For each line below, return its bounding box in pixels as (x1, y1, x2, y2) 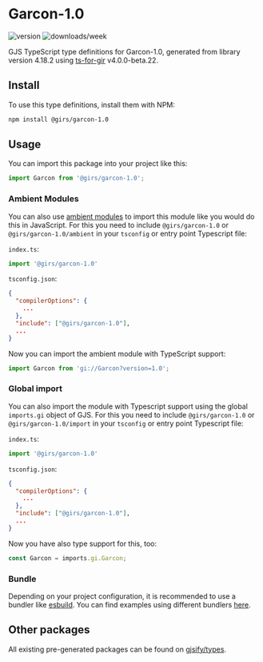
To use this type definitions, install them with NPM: (8, 99, 176, 109)
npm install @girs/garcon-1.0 (8, 115, 110, 123)
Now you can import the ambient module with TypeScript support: (8, 349, 226, 358)
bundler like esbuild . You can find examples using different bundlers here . (8, 599, 252, 609)
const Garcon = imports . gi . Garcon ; (8, 554, 127, 562)
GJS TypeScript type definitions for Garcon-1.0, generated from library (8, 46, 241, 56)
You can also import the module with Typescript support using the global (8, 402, 248, 411)
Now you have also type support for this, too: (8, 539, 157, 548)
